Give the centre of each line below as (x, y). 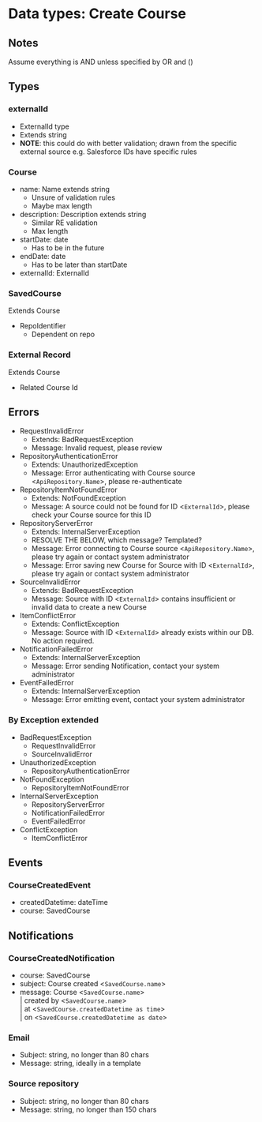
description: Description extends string (83, 214)
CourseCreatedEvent (49, 885)
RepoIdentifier (43, 326)
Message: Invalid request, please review (97, 448)
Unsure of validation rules (73, 197)
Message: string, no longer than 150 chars (88, 1109)
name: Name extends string (65, 189)
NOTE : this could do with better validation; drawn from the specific (128, 143)
